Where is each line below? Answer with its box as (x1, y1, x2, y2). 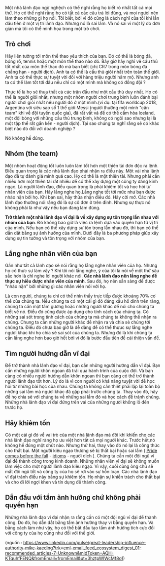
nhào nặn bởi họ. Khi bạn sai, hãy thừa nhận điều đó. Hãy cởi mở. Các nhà (5, 194, 155, 200)
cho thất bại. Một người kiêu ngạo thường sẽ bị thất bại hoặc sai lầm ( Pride (5, 447, 158, 454)
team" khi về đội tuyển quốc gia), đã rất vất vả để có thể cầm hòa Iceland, (5, 110, 155, 116)
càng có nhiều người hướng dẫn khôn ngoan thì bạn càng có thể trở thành (5, 373, 155, 379)
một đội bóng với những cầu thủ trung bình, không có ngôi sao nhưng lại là (5, 115, 157, 121)
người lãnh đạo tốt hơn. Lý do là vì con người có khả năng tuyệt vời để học (5, 378, 155, 384)
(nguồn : (5, 539, 22, 545)
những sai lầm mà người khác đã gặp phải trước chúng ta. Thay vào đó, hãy (5, 389, 158, 395)
